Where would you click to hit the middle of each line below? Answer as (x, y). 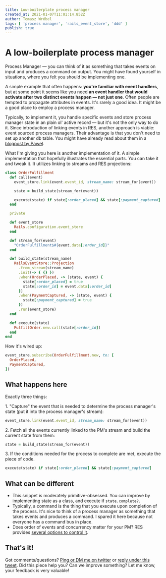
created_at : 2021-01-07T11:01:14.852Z (45, 14)
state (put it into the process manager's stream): (55, 411)
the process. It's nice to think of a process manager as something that (84, 512)
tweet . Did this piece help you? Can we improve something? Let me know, (80, 565)
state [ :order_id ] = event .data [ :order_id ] (67, 286)
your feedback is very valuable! (37, 570)
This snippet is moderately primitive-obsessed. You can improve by (81, 496)
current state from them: (30, 435)
